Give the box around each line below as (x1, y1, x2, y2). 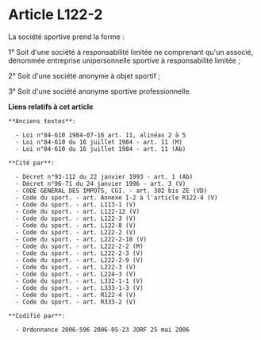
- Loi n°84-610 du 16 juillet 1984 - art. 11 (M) (15, 137, 182, 146)
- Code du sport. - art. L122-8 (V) (15, 221, 136, 230)
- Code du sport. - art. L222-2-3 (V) (15, 249, 144, 257)
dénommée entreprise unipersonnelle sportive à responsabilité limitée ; (8, 56, 240, 65)
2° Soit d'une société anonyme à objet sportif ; (8, 71, 161, 80)
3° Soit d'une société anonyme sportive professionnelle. (8, 86, 192, 96)
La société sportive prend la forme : (8, 32, 125, 41)
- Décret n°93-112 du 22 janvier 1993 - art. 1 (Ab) (15, 172, 194, 180)
